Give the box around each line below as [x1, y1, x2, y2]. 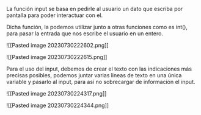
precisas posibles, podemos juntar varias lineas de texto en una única [6, 72, 182, 78]
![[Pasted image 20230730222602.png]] [6, 42, 109, 49]
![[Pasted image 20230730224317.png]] [6, 90, 107, 97]
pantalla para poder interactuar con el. [6, 12, 103, 19]
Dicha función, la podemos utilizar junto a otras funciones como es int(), [6, 24, 188, 30]
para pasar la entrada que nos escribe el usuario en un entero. [6, 30, 164, 37]
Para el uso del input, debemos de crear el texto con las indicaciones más [6, 65, 192, 72]
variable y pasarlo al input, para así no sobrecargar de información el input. [6, 78, 196, 85]
